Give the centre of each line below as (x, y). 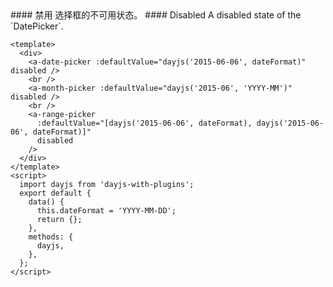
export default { (55, 193)
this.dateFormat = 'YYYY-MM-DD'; (106, 211)
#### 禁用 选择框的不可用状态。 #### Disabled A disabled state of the (156, 15)
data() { (46, 202)
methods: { (51, 237)
